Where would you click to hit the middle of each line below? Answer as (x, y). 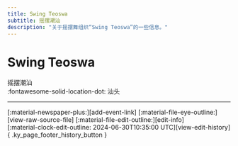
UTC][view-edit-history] (195, 128)
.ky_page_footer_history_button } (59, 135)
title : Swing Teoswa (38, 14)
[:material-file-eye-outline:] (178, 112)
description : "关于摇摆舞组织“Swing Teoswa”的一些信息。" (88, 27)
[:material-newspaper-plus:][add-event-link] (72, 112)
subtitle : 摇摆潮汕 (34, 21)
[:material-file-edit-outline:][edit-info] (130, 120)
